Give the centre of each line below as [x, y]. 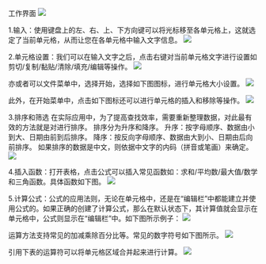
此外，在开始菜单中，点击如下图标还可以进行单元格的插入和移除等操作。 [126, 100]
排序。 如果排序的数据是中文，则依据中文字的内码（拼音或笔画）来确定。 [134, 147]
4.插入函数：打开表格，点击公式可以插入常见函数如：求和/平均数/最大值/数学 [133, 172]
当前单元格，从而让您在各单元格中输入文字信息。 [102, 40]
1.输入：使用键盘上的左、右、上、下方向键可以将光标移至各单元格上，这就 [129, 30]
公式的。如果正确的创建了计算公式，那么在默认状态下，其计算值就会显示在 [136, 209]
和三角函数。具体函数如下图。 [57, 182]
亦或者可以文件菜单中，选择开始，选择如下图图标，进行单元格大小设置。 [126, 84]
